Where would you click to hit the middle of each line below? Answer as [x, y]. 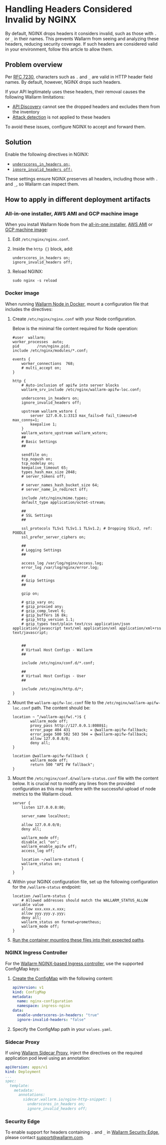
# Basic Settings [39, 442]
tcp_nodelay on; [38, 463]
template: [20, 1085]
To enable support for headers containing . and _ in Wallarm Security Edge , [82, 1132]
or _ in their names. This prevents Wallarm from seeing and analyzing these [82, 39]
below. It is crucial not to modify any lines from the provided [73, 783]
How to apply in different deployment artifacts [78, 199]
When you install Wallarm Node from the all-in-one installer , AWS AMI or [79, 225]
